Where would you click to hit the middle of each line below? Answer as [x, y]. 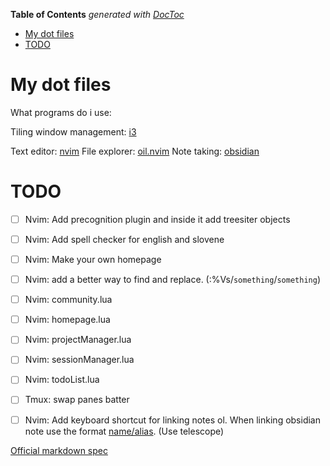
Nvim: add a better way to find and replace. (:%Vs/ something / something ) [172, 280]
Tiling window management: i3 [73, 131]
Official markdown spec [59, 450]
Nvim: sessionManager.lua [79, 360]
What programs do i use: [61, 112]
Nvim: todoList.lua [62, 380]
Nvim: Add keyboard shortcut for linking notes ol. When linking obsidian [172, 420]
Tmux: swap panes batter [77, 400]
